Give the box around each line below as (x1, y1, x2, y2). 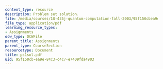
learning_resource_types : (5, 25, 57, 30)
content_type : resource (5, 7, 53, 12)
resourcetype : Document (5, 48, 53, 52)
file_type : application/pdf (5, 20, 62, 26)
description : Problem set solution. (5, 12, 79, 17)
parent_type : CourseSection (5, 43, 62, 48)
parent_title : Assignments (5, 39, 60, 44)
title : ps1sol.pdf (5, 52, 42, 57)
